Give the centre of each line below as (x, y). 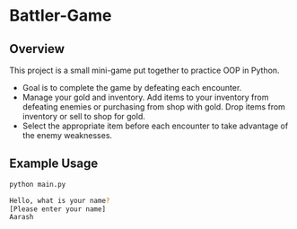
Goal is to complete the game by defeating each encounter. (132, 88)
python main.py (38, 184)
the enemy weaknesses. (67, 135)
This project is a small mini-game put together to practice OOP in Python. (144, 70)
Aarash (22, 217)
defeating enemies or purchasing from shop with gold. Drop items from (153, 107)
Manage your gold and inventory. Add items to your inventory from (145, 97)
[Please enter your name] (57, 209)
